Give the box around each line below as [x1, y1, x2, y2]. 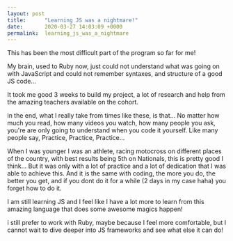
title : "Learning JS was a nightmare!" [7, 17, 138, 24]
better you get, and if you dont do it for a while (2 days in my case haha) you [7, 177, 226, 185]
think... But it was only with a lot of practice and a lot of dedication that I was [7, 162, 226, 171]
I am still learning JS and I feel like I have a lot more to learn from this [7, 198, 204, 206]
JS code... [7, 77, 37, 86]
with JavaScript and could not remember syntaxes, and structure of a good [7, 70, 223, 78]
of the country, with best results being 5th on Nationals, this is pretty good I [7, 155, 224, 163]
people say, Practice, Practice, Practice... [7, 134, 125, 142]
